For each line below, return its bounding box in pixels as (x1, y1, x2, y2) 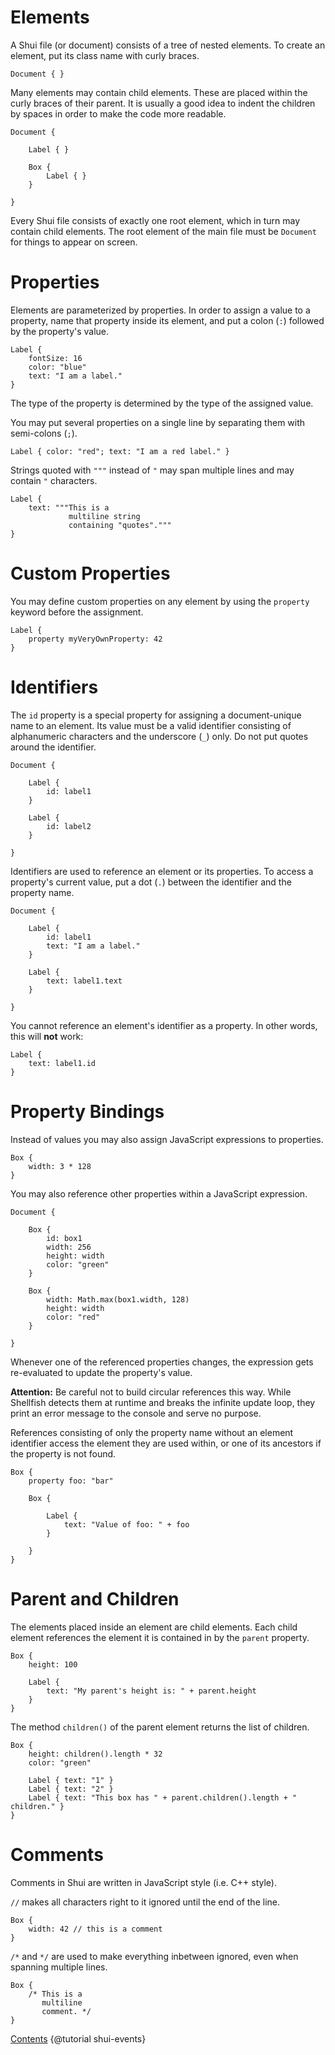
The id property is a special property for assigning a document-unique (10, 709, 302, 721)
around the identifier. (10, 741, 97, 753)
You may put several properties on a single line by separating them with (10, 416, 306, 428)
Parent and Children (10, 1587, 180, 1610)
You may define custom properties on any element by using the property (10, 595, 310, 607)
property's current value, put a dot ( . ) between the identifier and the (10, 876, 292, 888)
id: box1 (46, 1233, 83, 1243)
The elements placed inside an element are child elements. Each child (10, 1621, 298, 1633)
